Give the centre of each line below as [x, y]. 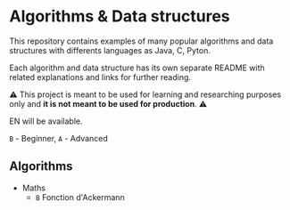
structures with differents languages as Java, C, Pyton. [110, 50]
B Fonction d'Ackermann [80, 197]
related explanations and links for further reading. [100, 77]
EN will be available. [46, 121]
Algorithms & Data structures [120, 16]
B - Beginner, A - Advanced [59, 138]
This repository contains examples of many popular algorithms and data [141, 41]
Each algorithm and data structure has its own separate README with [137, 68]
